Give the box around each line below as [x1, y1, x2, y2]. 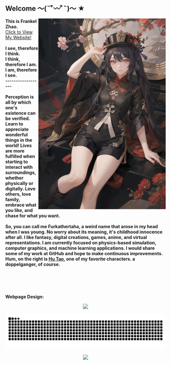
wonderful [5, 131, 28, 138]
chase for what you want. [5, 212, 60, 219]
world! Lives [5, 142, 32, 148]
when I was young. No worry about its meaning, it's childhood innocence [5, 229, 163, 235]
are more [5, 147, 25, 154]
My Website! [5, 34, 32, 40]
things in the [5, 137, 33, 143]
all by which [5, 99, 32, 105]
